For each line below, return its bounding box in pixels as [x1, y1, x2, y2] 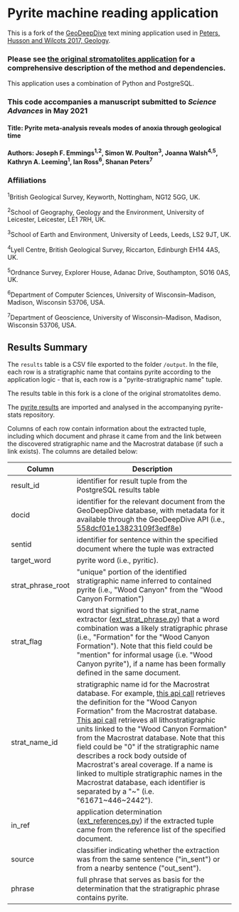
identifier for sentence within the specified [76, 535, 218, 545]
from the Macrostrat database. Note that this [76, 733, 225, 743]
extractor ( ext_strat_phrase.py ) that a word [76, 614, 220, 624]
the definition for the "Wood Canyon [76, 697, 197, 707]
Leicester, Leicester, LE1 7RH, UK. [7, 216, 107, 224]
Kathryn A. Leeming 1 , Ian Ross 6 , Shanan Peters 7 [7, 156, 153, 166]
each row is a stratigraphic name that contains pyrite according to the [7, 368, 211, 376]
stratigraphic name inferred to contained [76, 576, 212, 586]
